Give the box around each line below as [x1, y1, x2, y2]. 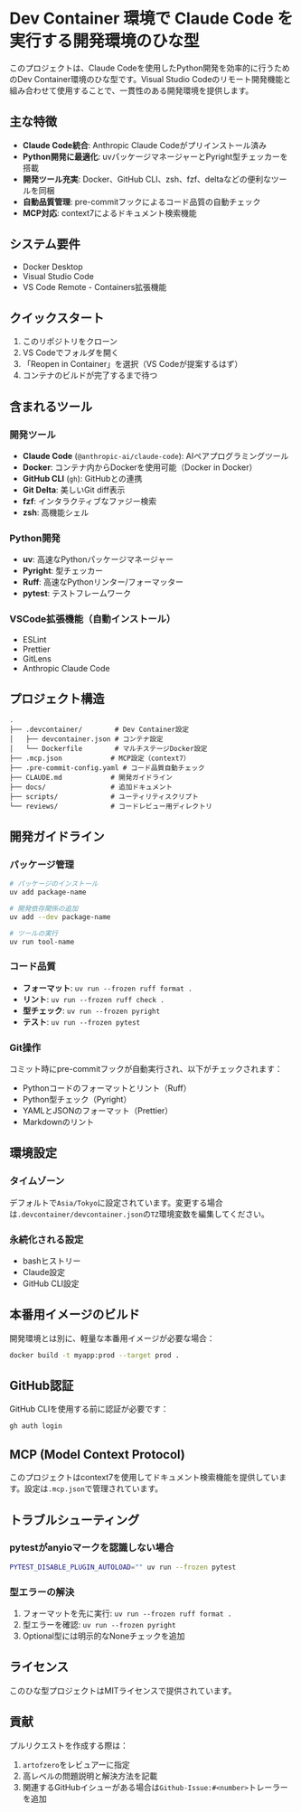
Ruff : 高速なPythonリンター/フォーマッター [22, 577, 183, 587]
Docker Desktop [22, 261, 83, 272]
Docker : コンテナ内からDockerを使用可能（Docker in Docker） [22, 462, 258, 473]
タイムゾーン [9, 1175, 65, 1188]
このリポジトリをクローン [22, 336, 118, 347]
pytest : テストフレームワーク [22, 588, 131, 599]
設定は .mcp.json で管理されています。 [24, 1483, 164, 1494]
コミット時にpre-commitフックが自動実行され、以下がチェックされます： [9, 1064, 283, 1074]
